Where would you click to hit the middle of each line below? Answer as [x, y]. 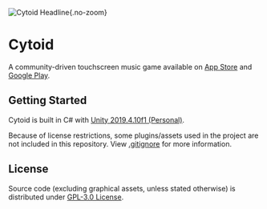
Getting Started [48, 100]
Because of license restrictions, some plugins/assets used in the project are [133, 135]
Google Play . [29, 75]
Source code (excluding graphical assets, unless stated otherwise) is [122, 188]
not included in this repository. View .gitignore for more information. [120, 143]
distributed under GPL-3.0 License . [66, 197]
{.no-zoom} [89, 12]
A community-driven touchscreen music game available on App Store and [130, 66]
